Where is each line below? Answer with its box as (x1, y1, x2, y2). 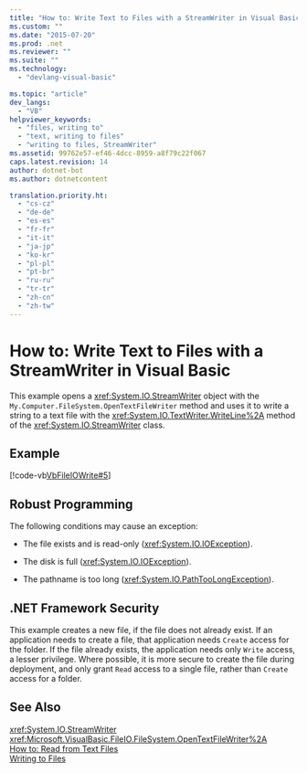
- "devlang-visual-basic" (17, 73, 117, 82)
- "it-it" (17, 233, 55, 242)
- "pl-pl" (17, 259, 55, 268)
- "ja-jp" (17, 241, 55, 251)
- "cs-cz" (17, 199, 55, 208)
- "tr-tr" (17, 284, 55, 293)
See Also (9, 700, 61, 715)
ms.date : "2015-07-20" (9, 30, 96, 39)
